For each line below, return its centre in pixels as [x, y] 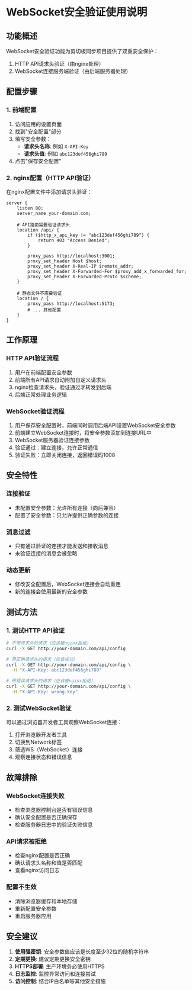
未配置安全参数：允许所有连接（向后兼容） [67, 507]
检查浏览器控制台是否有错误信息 [54, 809]
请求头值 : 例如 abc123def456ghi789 [65, 153]
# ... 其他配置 [44, 310]
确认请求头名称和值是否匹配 [49, 863]
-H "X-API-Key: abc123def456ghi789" [57, 670]
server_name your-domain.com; [54, 213]
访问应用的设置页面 [38, 124]
